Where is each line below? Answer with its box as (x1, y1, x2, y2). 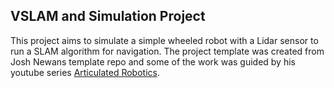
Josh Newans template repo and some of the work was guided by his (10, 55, 296, 68)
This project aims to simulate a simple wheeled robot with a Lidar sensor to (10, 34, 319, 46)
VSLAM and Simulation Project (10, 8, 206, 25)
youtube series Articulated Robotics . (10, 66, 160, 78)
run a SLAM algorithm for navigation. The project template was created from (10, 45, 325, 57)
